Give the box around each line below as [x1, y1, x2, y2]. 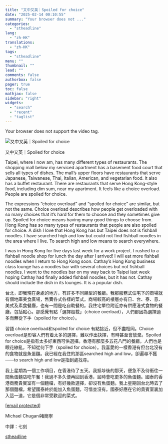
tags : [5, 49, 16, 54]
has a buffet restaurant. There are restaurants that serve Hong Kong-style [5, 180, 157, 186]
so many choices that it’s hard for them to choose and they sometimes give [5, 211, 160, 217]
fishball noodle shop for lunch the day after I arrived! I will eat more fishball [5, 253, 159, 259]
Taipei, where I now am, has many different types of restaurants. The [5, 159, 147, 165]
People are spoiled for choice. [5, 191, 67, 197]
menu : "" [5, 59, 23, 64]
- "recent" [9, 110, 32, 115]
